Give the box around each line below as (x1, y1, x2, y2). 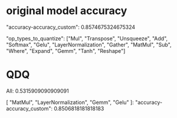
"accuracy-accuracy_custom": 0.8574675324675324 (6, 23, 136, 31)
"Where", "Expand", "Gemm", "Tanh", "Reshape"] (6, 47, 126, 54)
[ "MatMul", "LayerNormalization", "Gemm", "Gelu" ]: (6, 99, 134, 106)
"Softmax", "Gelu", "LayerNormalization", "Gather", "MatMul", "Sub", (6, 41, 172, 48)
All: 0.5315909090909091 (6, 87, 69, 95)
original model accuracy (6, 4, 127, 18)
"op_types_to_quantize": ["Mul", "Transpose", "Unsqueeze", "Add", (6, 35, 168, 42)
